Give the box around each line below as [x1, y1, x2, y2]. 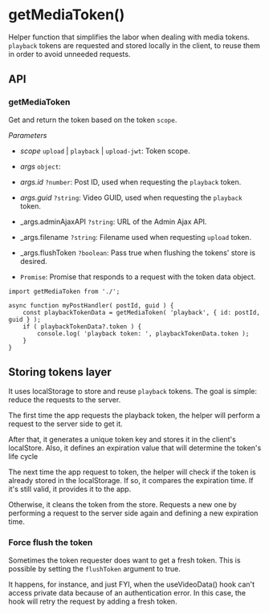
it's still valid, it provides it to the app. [8, 484, 132, 494]
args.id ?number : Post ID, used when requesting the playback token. [19, 177, 242, 186]
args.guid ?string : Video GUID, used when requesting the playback [19, 193, 243, 202]
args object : [19, 161, 62, 171]
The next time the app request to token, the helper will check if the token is [8, 467, 256, 477]
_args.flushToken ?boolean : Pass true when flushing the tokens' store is [19, 247, 255, 258]
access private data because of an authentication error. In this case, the [8, 588, 247, 597]
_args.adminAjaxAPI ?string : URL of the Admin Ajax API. [19, 217, 207, 226]
